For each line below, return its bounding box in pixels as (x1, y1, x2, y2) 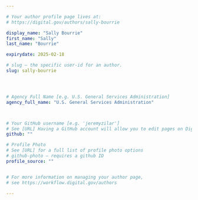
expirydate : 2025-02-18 (6, 51, 65, 58)
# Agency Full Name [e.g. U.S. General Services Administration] (6, 94, 170, 100)
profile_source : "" (6, 158, 54, 164)
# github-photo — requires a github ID (6, 153, 104, 159)
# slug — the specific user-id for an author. (6, 63, 123, 68)
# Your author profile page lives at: (6, 14, 101, 19)
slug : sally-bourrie (6, 68, 57, 74)
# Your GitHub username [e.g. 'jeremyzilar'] (6, 120, 120, 126)
